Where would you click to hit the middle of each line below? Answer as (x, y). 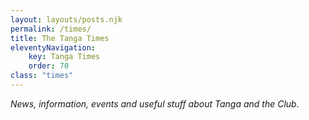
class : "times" (42, 76)
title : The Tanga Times (60, 38)
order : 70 (49, 66)
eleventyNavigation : (53, 47)
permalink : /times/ (51, 29)
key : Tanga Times (64, 57)
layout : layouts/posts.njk (66, 19)
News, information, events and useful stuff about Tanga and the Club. (155, 103)
